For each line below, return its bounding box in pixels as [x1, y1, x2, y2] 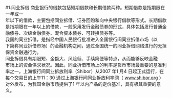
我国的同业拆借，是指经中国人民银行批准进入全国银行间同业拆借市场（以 [5, 36, 158, 42]
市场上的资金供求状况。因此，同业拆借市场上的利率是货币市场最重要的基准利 [5, 62, 167, 68]
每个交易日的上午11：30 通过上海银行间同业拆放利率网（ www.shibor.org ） [5, 75, 164, 81]
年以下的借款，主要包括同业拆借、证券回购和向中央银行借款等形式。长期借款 [5, 17, 167, 23]
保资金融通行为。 [5, 49, 41, 55]
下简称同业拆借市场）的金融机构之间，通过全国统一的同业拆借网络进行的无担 [5, 43, 167, 48]
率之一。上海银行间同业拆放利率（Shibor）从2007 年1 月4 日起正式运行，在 [5, 68, 164, 74]
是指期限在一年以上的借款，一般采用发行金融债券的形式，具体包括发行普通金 [5, 23, 167, 30]
